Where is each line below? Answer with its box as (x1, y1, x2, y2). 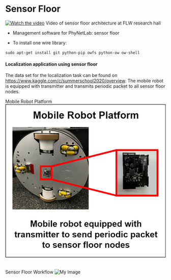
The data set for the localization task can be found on (5, 72, 118, 79)
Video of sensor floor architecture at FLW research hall (45, 20, 161, 26)
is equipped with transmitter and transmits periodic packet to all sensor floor (5, 83, 165, 89)
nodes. (5, 89, 20, 95)
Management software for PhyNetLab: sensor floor (12, 30, 120, 36)
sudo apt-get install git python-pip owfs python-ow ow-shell (5, 50, 140, 55)
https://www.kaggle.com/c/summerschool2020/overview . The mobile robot (5, 78, 164, 84)
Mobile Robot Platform (5, 98, 52, 105)
